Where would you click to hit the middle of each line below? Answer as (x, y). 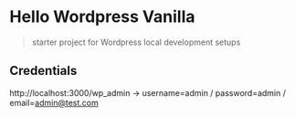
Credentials (43, 71)
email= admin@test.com (54, 102)
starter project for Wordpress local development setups (136, 42)
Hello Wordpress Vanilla (102, 17)
